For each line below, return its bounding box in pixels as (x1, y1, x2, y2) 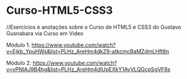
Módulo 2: (6, 59, 32, 66)
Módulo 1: (6, 41, 31, 48)
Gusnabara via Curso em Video (6, 29, 84, 37)
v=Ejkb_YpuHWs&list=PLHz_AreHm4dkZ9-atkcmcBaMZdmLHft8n (6, 47, 170, 54)
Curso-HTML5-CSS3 (6, 4, 113, 17)
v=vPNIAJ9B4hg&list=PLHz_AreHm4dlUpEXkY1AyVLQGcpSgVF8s (6, 65, 171, 72)
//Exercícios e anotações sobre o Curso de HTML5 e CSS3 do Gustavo (6, 23, 182, 31)
